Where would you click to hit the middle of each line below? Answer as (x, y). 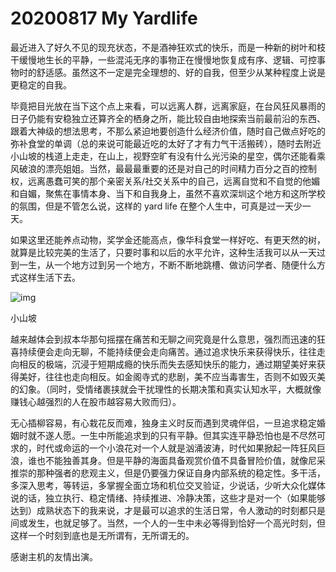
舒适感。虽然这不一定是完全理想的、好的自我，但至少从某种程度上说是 (181, 72)
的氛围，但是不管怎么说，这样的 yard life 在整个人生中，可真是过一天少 (156, 206)
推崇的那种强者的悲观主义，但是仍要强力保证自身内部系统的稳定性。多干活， (168, 473)
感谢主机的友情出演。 (54, 556)
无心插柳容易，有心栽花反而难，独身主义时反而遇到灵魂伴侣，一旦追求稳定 (163, 423)
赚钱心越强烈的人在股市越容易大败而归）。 (96, 401)
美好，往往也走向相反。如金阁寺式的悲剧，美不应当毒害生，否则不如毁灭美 (172, 376)
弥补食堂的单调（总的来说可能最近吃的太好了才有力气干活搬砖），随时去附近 (166, 143)
